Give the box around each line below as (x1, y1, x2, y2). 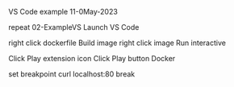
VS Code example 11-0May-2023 (8, 7, 119, 16)
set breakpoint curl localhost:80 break (8, 69, 136, 79)
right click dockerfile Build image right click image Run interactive (8, 38, 226, 48)
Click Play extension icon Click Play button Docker (8, 54, 176, 63)
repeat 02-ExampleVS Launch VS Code (8, 23, 140, 31)
